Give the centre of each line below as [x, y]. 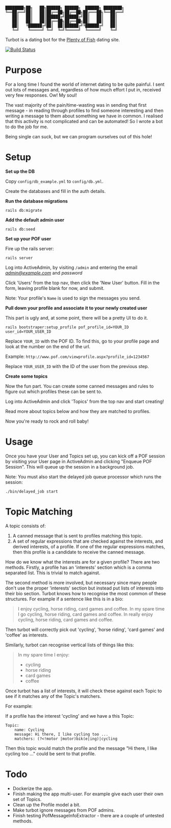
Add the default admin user [35, 220]
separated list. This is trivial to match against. [53, 573]
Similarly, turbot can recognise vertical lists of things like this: [70, 645]
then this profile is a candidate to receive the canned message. [79, 552]
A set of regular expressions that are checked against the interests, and [88, 541]
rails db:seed [20, 229]
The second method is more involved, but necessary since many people [81, 582]
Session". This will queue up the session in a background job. [70, 467]
